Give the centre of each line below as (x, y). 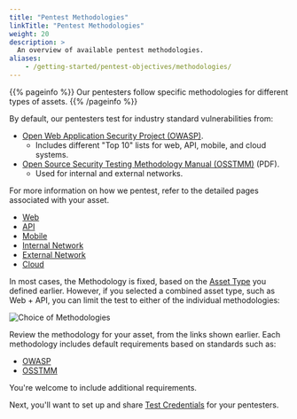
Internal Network (53, 245)
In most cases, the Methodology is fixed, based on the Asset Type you (138, 281)
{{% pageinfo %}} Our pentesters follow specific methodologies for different (149, 92)
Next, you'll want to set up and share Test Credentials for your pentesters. (144, 405)
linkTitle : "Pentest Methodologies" (77, 26)
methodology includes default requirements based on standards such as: (143, 344)
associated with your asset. (59, 199)
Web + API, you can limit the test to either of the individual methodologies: (145, 300)
